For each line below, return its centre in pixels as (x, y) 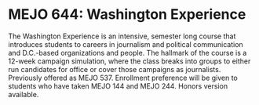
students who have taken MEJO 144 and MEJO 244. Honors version (118, 86)
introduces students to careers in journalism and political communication (126, 44)
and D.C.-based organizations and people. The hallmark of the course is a (128, 52)
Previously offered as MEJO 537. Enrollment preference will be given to (123, 78)
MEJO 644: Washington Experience (127, 14)
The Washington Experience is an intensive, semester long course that (122, 36)
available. (24, 94)
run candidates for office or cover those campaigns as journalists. (115, 69)
